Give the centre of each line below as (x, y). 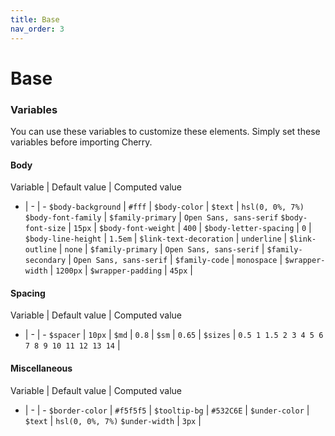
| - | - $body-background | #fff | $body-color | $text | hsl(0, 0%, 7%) (164, 207)
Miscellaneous (41, 368)
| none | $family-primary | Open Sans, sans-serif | (161, 249)
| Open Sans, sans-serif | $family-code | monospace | (175, 260)
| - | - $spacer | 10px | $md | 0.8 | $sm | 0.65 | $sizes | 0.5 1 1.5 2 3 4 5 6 (174, 335)
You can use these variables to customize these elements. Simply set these (165, 131)
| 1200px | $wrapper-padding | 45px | (121, 270)
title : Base (35, 19)
